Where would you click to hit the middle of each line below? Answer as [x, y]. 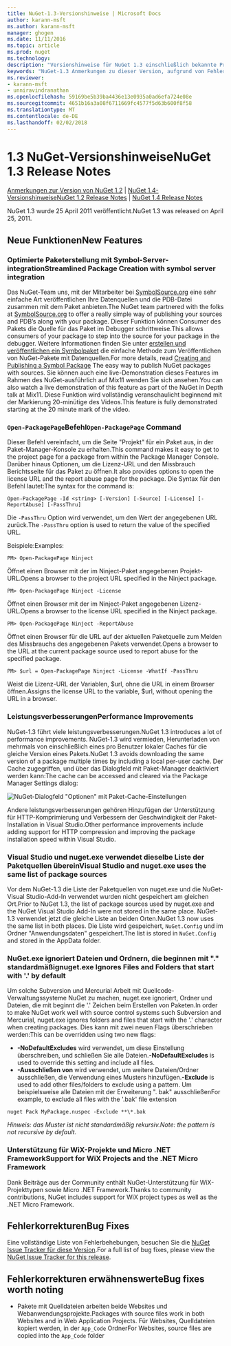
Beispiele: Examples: [35, 546]
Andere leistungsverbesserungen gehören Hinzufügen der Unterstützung [111, 810]
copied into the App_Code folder [61, 1336]
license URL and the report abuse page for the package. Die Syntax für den [114, 479]
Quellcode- [158, 991]
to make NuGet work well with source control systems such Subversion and [114, 1013]
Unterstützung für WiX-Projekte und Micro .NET [89, 1150]
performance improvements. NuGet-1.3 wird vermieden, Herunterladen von [113, 739]
